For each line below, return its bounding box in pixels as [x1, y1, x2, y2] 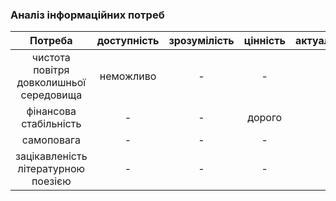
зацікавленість [15, 149, 88, 163]
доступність [96, 34, 160, 48]
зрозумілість [168, 34, 235, 48]
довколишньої [16, 76, 87, 90]
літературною [17, 162, 86, 176]
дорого [247, 111, 283, 125]
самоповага [21, 133, 81, 147]
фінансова [26, 104, 77, 118]
